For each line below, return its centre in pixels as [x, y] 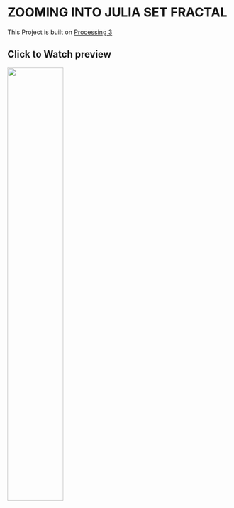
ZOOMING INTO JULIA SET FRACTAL [117, 12]
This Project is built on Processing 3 [60, 32]
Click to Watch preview [60, 54]
